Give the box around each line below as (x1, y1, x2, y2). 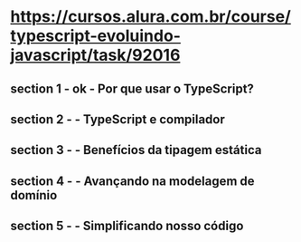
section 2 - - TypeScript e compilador (10, 111, 225, 127)
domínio (10, 188, 58, 203)
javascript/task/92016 (10, 45, 181, 65)
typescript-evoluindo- (10, 25, 182, 46)
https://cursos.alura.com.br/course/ (10, 6, 292, 27)
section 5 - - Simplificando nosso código (10, 218, 244, 234)
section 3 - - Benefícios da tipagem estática (10, 142, 262, 158)
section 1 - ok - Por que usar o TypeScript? (10, 81, 254, 96)
